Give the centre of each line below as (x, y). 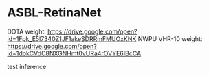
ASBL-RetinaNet (54, 13)
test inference (27, 66)
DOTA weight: (27, 31)
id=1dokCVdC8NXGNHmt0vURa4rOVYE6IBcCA (74, 53)
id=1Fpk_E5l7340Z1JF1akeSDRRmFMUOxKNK (72, 38)
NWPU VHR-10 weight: (170, 38)
